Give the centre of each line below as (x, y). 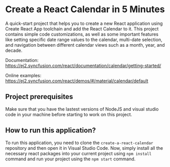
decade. (14, 50)
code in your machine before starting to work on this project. (69, 114)
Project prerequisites (39, 97)
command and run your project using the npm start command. (71, 159)
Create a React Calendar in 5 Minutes (85, 9)
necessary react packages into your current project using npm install (78, 153)
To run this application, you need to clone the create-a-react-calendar (79, 143)
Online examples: (23, 75)
